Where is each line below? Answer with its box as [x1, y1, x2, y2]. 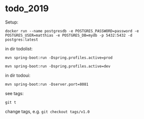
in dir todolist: [5, 46, 33, 51]
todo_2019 [5, 3, 49, 14]
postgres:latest [5, 37, 38, 42]
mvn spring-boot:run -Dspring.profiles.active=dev [5, 64, 111, 69]
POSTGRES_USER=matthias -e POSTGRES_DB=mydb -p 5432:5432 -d [5, 33, 133, 38]
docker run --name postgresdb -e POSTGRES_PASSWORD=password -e [5, 28, 139, 33]
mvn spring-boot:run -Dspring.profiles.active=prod [5, 55, 113, 60]
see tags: [5, 90, 24, 96]
